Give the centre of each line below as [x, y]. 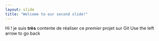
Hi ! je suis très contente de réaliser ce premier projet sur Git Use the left [80, 28]
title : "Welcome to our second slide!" [47, 14]
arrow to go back [23, 33]
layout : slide [20, 10]
